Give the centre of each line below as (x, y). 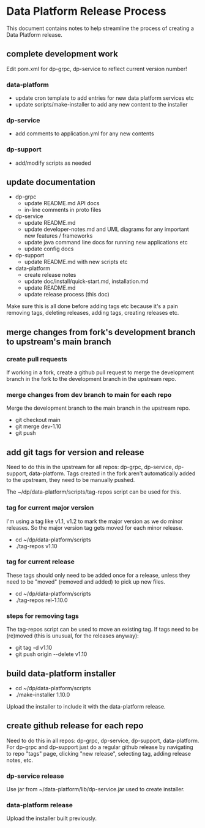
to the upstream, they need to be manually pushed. (71, 480)
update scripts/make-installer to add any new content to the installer (101, 105)
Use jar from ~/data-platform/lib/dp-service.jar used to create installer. (95, 789)
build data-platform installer (61, 673)
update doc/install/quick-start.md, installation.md (86, 281)
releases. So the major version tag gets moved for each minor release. (95, 527)
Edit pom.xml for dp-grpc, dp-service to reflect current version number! (97, 69)
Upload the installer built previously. (51, 818)
